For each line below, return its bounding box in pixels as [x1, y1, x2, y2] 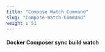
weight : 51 [6, 20, 37, 26]
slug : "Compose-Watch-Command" [6, 15, 86, 21]
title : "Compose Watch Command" [6, 8, 89, 15]
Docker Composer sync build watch [6, 39, 100, 46]
